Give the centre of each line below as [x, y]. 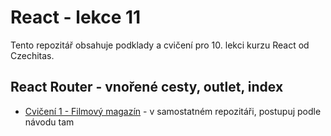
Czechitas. [32, 55]
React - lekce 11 [76, 17]
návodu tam [49, 122]
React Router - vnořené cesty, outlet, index [147, 87]
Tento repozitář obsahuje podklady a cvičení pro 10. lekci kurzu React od [160, 45]
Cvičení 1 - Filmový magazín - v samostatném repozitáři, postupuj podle [173, 111]
